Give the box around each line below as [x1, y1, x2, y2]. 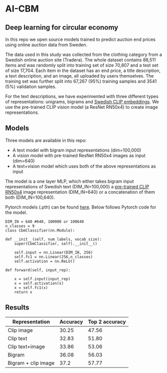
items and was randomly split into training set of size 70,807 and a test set [5, 62, 159, 68]
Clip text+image [8, 343, 45, 350]
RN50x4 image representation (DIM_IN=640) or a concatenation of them [5, 189, 155, 195]
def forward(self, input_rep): [5, 267, 71, 272]
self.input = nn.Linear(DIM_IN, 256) [14, 250, 93, 255]
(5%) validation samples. [5, 84, 57, 90]
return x [14, 289, 33, 294]
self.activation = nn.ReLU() [14, 259, 75, 264]
